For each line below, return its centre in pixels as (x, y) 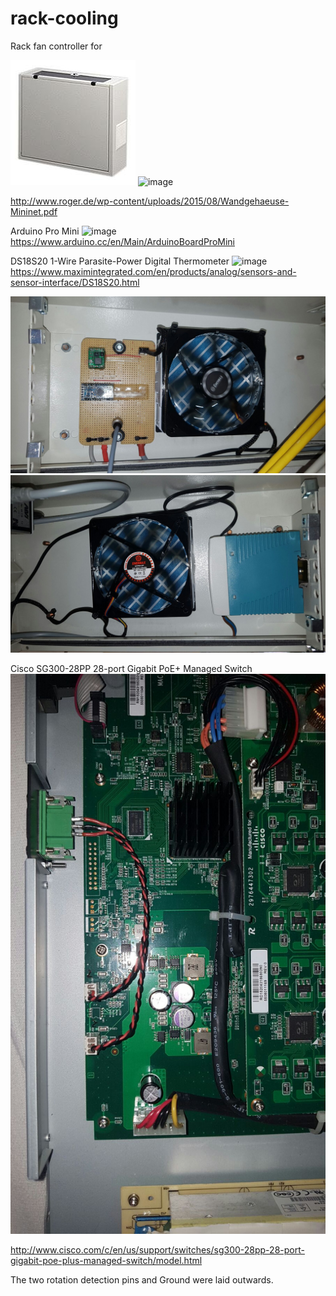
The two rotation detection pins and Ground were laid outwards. (142, 1279)
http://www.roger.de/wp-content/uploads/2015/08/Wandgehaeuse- (150, 201)
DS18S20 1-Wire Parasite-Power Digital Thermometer (120, 261)
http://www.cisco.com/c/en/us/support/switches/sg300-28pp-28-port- (157, 1249)
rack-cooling (64, 18)
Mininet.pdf (34, 211)
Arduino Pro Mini (45, 231)
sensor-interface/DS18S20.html (75, 282)
